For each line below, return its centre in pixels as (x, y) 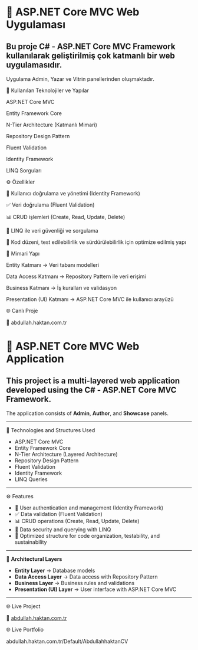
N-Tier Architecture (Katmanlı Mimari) (52, 125)
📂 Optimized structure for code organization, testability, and (87, 536)
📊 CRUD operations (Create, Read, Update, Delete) (77, 521)
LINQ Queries (31, 479)
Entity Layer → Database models (55, 570)
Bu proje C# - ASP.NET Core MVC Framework (91, 46)
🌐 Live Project (23, 606)
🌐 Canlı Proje (22, 311)
